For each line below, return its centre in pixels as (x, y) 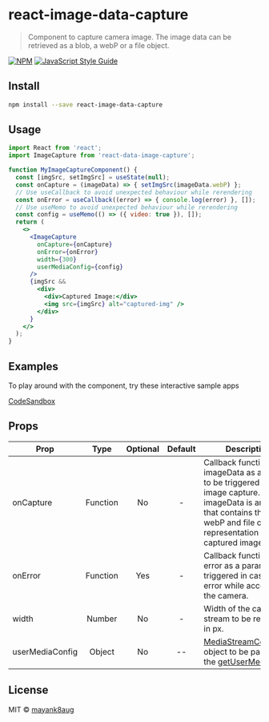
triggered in (226, 575)
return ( (30, 222)
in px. (214, 628)
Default (181, 449)
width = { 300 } (57, 259)
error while (224, 585)
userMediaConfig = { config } (80, 267)
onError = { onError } (68, 252)
